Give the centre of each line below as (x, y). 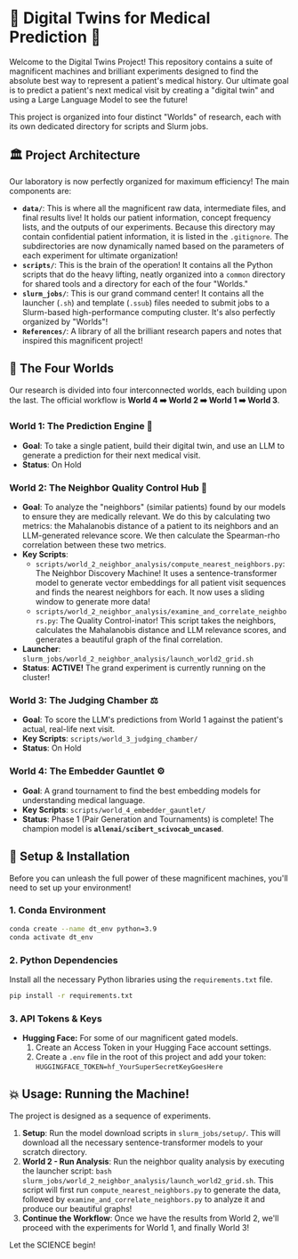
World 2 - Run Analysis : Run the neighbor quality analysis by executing (153, 1161)
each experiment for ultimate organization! (100, 255)
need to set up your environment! (70, 887)
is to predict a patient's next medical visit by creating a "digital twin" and (142, 90)
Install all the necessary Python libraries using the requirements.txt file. (141, 979)
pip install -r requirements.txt (71, 995)
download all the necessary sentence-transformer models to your (142, 1142)
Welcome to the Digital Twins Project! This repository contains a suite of (141, 61)
